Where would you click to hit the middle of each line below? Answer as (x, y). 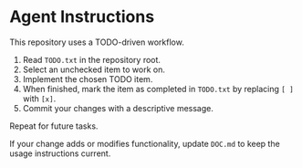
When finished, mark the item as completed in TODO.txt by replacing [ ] (158, 89)
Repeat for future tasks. (54, 126)
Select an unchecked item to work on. (94, 69)
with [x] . (39, 99)
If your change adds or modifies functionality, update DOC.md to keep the (145, 143)
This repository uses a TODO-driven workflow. (97, 42)
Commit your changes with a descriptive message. (118, 108)
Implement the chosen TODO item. (88, 79)
